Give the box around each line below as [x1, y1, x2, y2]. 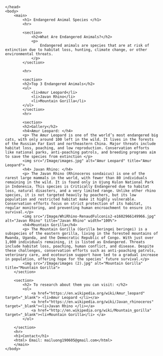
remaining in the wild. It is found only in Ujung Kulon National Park [5, 180, 154, 185]
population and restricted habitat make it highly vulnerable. [5, 197, 137, 202]
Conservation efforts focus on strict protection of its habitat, [5, 201, 143, 206]
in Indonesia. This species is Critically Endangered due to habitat [5, 184, 150, 189]
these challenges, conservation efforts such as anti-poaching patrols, [5, 248, 156, 253]
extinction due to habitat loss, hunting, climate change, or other [5, 47, 147, 52]
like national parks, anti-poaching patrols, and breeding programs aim [5, 150, 156, 155]
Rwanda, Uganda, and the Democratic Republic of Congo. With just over [5, 235, 154, 240]
